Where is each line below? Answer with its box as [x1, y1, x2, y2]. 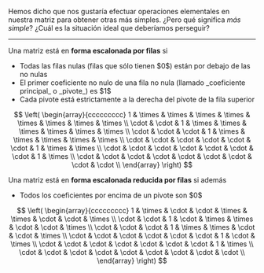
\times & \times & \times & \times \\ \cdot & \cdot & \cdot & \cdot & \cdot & [13, 135, 251, 144]
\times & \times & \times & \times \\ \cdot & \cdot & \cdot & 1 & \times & [18, 127, 246, 136]
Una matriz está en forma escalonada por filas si [8, 46, 168, 55]
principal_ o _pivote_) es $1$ [19, 87, 112, 95]
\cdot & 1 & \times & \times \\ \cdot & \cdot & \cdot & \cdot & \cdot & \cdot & [10, 143, 254, 153]
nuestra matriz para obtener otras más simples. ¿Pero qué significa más [8, 15, 241, 24]
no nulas [19, 70, 48, 79]
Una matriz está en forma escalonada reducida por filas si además [8, 175, 227, 184]
